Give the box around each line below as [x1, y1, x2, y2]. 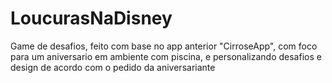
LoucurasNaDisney [10, 7, 173, 30]
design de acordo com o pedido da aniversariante [10, 61, 216, 73]
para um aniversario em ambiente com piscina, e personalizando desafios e [10, 50, 322, 62]
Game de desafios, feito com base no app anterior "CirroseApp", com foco [10, 40, 318, 52]
